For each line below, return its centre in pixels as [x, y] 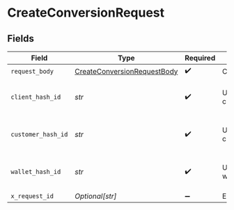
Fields [21, 39]
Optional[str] [95, 196]
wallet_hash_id [36, 172]
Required [200, 58]
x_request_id [32, 196]
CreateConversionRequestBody [126, 71]
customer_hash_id [39, 135]
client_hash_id [36, 97]
